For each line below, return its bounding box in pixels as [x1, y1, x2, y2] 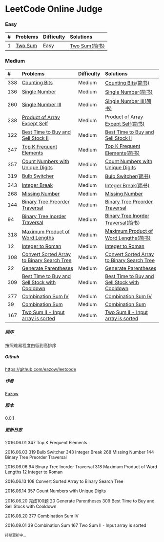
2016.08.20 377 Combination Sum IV [5, 513, 79, 519]
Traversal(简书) [104, 219, 140, 226]
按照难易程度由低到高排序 [5, 342, 57, 348]
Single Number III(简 [104, 98, 151, 105]
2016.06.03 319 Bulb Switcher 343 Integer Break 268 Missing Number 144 [5, 449, 154, 455]
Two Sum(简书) [70, 43, 105, 49]
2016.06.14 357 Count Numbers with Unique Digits [5, 488, 106, 494]
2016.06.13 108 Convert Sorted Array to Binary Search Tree [5, 478, 123, 484]
